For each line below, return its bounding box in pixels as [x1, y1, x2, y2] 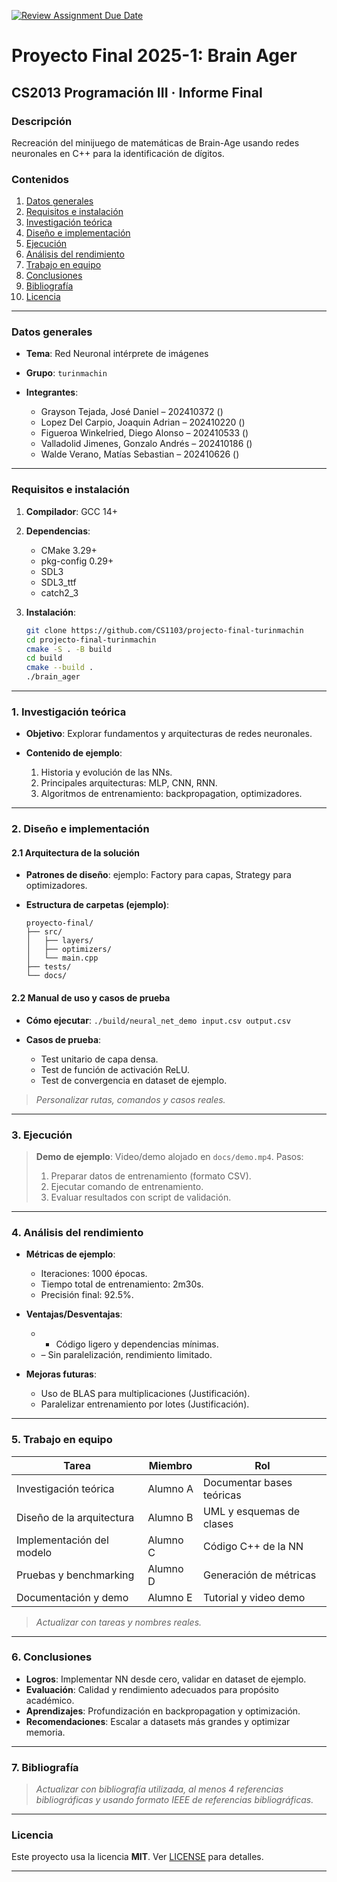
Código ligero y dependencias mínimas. [55, 1338, 219, 1350]
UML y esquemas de [202, 1504, 301, 1518]
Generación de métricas [202, 1568, 317, 1582]
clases [202, 1516, 234, 1530]
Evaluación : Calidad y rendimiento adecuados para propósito [25, 1683, 279, 1695]
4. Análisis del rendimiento [11, 1225, 144, 1239]
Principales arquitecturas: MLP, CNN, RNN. [40, 777, 218, 789]
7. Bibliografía [11, 1760, 79, 1774]
